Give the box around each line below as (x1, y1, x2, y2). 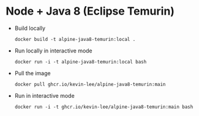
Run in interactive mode (14, 92, 75, 99)
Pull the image (14, 69, 51, 77)
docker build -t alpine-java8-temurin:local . (14, 36, 136, 42)
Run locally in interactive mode (14, 47, 92, 54)
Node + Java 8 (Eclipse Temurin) (6, 4, 175, 18)
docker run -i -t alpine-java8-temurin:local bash (14, 59, 147, 65)
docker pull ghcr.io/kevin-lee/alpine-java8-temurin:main (14, 81, 166, 87)
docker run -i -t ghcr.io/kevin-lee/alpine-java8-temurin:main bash (14, 104, 193, 110)
